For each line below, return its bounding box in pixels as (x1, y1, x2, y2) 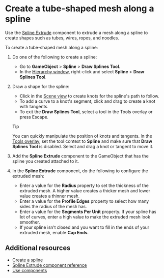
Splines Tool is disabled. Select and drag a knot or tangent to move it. (12, 143, 154, 149)
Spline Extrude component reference (12, 262, 87, 268)
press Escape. (19, 114, 49, 120)
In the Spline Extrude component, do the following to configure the (12, 168, 148, 174)
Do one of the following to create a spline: (12, 54, 97, 60)
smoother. (19, 219, 40, 225)
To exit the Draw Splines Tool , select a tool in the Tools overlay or (19, 109, 153, 115)
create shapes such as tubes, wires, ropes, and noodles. (5, 35, 119, 41)
